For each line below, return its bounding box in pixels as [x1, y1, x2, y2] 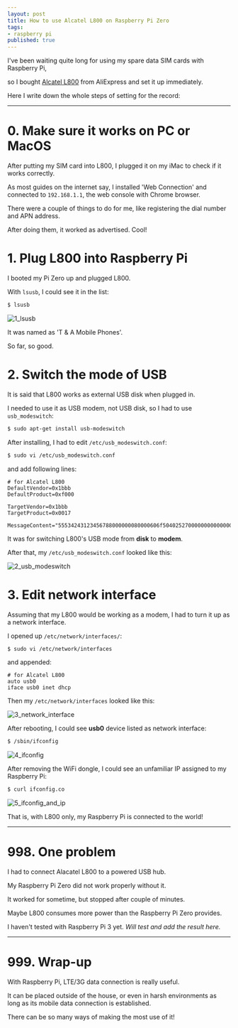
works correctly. [7, 169, 55, 178]
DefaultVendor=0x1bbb [7, 485, 72, 492]
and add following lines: [7, 465, 76, 473]
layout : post [7, 10, 46, 18]
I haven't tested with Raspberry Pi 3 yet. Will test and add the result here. [7, 923, 221, 931]
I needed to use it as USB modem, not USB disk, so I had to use [7, 404, 193, 412]
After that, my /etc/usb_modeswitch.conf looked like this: [7, 548, 172, 556]
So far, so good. [7, 342, 55, 350]
